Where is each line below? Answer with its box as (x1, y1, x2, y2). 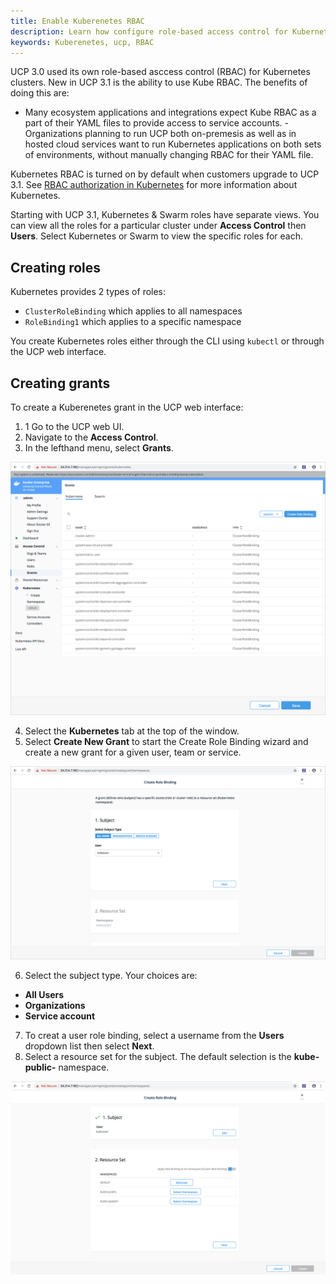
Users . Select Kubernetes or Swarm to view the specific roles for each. (10, 230, 304, 242)
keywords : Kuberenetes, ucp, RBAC (10, 37, 155, 47)
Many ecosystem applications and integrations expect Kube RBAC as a (24, 106, 317, 119)
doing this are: (10, 87, 70, 99)
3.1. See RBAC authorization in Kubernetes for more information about (10, 179, 298, 191)
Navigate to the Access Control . (24, 431, 159, 443)
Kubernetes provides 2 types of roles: (10, 286, 167, 298)
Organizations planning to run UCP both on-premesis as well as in (24, 128, 297, 140)
